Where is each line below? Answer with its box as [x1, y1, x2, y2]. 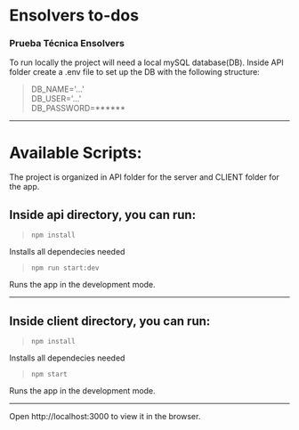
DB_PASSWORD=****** [30, 103, 126, 114]
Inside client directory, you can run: [9, 313, 211, 329]
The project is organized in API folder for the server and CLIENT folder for [9, 172, 280, 183]
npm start [30, 370, 69, 379]
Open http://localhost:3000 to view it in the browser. [9, 411, 201, 422]
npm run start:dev [30, 264, 100, 272]
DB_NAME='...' [30, 84, 85, 94]
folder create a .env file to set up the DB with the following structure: [9, 67, 260, 77]
